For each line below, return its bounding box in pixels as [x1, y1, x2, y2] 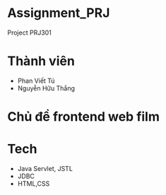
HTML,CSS [17, 179, 50, 188]
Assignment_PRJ [7, 5, 110, 21]
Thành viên [7, 53, 76, 69]
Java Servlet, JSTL [17, 165, 73, 172]
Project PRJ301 [7, 28, 52, 37]
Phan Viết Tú [17, 76, 55, 85]
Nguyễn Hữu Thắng [17, 83, 76, 93]
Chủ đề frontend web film [7, 109, 160, 125]
